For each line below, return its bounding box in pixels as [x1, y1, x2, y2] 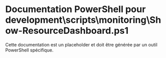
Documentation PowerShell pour [5, 4, 146, 15]
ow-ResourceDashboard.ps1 [5, 25, 129, 36]
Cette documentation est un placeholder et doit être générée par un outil [5, 41, 158, 47]
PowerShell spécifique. [5, 47, 53, 53]
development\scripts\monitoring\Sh [5, 14, 161, 26]
